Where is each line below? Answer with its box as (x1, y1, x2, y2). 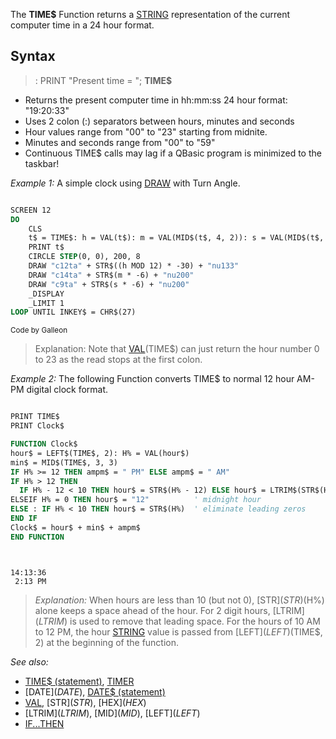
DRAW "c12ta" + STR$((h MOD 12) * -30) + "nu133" (28, 261, 240, 271)
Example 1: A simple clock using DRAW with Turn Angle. (10, 177, 241, 189)
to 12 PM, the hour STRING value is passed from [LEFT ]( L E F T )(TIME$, (34, 625, 323, 638)
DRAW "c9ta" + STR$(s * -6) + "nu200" (28, 279, 190, 289)
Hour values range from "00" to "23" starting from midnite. (24, 125, 268, 138)
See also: (10, 655, 49, 668)
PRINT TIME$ (10, 412, 60, 422)
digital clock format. (26, 384, 109, 396)
